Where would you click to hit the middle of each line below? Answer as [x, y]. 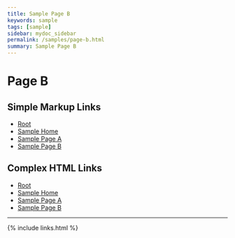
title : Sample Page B [39, 14]
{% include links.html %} [43, 227]
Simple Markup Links [54, 107]
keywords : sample [33, 20]
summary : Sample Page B [42, 46]
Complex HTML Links [55, 168]
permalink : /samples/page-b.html [56, 40]
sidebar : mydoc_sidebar [42, 33]
